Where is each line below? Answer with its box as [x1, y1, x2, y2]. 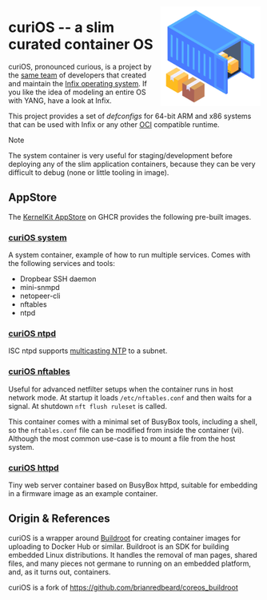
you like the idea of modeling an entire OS [8, 87, 146, 97]
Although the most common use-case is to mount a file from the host [8, 434, 236, 443]
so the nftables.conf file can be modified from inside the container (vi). [8, 425, 245, 435]
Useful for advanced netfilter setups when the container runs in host [8, 384, 233, 394]
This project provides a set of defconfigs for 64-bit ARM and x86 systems [8, 111, 252, 121]
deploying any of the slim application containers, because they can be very [8, 159, 256, 169]
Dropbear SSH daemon [19, 274, 97, 284]
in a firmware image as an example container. [8, 488, 158, 498]
